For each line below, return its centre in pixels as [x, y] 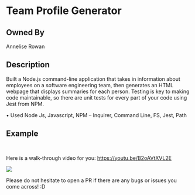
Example [22, 134]
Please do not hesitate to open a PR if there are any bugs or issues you [92, 180]
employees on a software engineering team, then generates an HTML [90, 85]
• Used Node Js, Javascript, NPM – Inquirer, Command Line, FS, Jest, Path [97, 115]
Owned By [25, 32]
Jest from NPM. [25, 104]
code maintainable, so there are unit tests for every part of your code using [97, 97]
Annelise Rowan [25, 46]
